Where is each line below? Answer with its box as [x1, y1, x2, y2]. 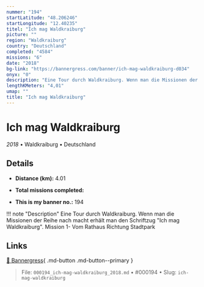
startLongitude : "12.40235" [6, 20, 78, 26]
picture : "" [6, 32, 37, 38]
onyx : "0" [6, 71, 32, 78]
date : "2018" [6, 60, 40, 66]
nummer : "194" [6, 9, 43, 15]
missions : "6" [6, 54, 43, 60]
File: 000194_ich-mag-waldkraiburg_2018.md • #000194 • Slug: [21, 269, 177, 276]
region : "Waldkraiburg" [6, 37, 67, 43]
